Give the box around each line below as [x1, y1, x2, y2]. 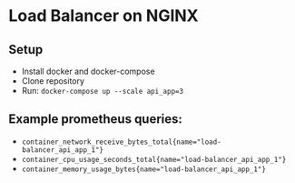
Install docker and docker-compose [21, 66, 155, 76]
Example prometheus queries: [8, 111, 183, 127]
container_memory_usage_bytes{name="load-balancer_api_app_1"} [21, 165, 267, 174]
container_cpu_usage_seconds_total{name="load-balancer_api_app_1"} [21, 155, 287, 164]
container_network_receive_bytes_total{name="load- [21, 137, 221, 147]
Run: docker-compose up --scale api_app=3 [21, 86, 183, 96]
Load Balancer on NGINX [8, 5, 199, 26]
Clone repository [21, 76, 85, 86]
